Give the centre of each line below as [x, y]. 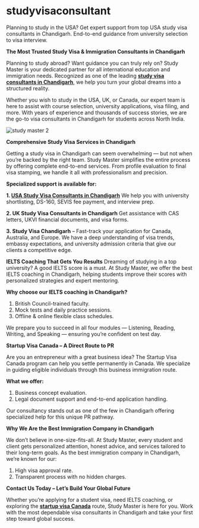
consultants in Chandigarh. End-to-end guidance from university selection [97, 33]
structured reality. [28, 88]
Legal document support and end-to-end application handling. [91, 399]
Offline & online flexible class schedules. [64, 316]
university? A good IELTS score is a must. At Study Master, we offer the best [99, 268]
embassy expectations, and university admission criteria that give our [91, 243]
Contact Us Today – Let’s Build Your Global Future [68, 488]
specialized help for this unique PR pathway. [60, 417]
